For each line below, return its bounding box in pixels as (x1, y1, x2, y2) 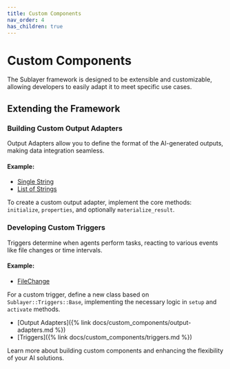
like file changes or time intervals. (7, 246, 103, 254)
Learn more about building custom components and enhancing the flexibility (7, 346, 224, 355)
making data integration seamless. (7, 146, 105, 154)
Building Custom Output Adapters (7, 123, 123, 133)
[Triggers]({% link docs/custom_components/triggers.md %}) (17, 332, 193, 341)
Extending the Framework (7, 103, 121, 114)
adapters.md (17, 326, 54, 334)
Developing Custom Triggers (7, 223, 105, 232)
